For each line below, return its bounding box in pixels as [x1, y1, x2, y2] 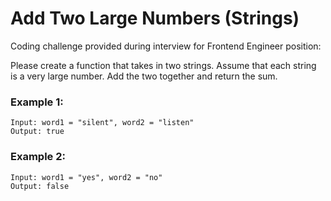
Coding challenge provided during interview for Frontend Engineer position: [10, 40, 322, 52]
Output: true [10, 127, 65, 137]
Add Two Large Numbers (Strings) [10, 7, 300, 30]
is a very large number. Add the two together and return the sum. [10, 70, 278, 82]
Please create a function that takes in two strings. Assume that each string [10, 59, 317, 71]
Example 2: [10, 150, 66, 164]
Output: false [10, 181, 70, 191]
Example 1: [10, 95, 64, 109]
